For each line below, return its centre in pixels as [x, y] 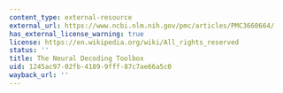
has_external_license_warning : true [76, 34]
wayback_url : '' [39, 75]
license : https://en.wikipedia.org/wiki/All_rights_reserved [124, 42]
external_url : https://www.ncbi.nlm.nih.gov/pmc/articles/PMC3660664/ [142, 26]
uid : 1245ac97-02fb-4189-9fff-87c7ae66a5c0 [91, 67]
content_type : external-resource [71, 17]
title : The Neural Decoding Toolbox [76, 58]
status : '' [29, 50]
